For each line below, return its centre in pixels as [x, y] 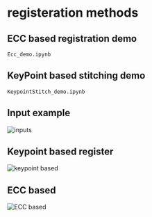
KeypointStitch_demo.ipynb [46, 92]
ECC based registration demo [72, 39]
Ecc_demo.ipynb [29, 54]
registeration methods [73, 13]
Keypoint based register [60, 152]
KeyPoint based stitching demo [76, 75]
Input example [39, 113]
